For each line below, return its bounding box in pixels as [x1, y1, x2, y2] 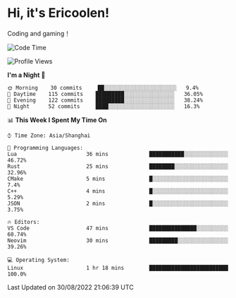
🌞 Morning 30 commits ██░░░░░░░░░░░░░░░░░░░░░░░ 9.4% [7, 84, 199, 91]
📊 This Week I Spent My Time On [7, 115, 107, 124]
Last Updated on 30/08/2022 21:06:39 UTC [7, 282, 134, 291]
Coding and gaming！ [7, 29, 70, 37]
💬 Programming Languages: [7, 144, 83, 151]
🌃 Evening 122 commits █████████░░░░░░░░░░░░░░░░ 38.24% [7, 97, 203, 104]
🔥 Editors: [7, 218, 40, 225]
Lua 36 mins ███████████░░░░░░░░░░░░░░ [7, 150, 229, 157]
